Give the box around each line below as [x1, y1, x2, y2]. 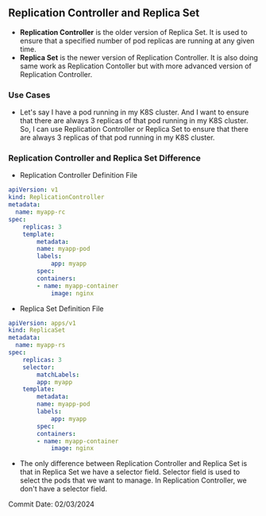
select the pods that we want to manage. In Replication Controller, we [19, 476, 248, 485]
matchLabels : [37, 371, 80, 379]
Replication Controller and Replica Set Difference [8, 152, 201, 164]
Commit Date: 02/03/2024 [8, 499, 95, 509]
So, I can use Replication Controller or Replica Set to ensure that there [19, 125, 249, 134]
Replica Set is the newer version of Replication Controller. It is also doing [19, 52, 258, 62]
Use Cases [8, 89, 51, 100]
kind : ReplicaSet [8, 326, 66, 334]
